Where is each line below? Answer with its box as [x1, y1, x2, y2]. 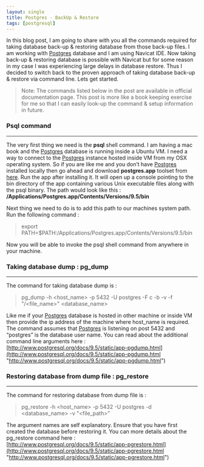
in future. [21, 107, 44, 114]
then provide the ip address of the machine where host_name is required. [6, 318, 190, 325]
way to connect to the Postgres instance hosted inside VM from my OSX [6, 154, 187, 161]
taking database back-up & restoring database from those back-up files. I [6, 43, 190, 50]
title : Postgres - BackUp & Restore [6, 15, 99, 21]
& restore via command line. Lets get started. [6, 75, 119, 82]
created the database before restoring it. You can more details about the [6, 428, 187, 435]
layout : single [6, 8, 45, 15]
